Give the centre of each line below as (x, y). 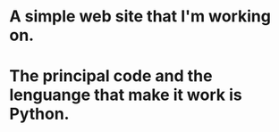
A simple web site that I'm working (140, 16)
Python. (39, 114)
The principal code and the (111, 76)
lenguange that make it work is (126, 95)
